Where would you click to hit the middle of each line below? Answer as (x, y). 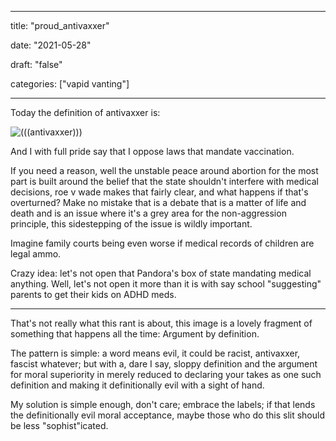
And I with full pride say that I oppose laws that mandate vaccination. (152, 151)
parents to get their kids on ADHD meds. (93, 294)
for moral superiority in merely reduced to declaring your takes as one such (166, 374)
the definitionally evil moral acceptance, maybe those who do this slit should (167, 415)
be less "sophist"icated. (59, 425)
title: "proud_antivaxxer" (60, 25)
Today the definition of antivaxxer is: (85, 112)
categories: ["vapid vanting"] (70, 84)
